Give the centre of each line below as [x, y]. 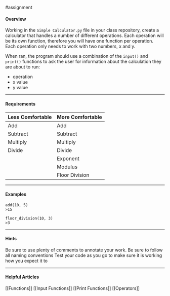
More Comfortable [79, 117]
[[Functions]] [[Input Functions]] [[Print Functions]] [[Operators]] [73, 288]
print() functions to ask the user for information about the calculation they [83, 62]
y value [20, 88]
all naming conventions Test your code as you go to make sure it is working [84, 255]
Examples [16, 194]
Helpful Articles [22, 277]
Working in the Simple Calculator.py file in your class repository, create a [82, 30]
